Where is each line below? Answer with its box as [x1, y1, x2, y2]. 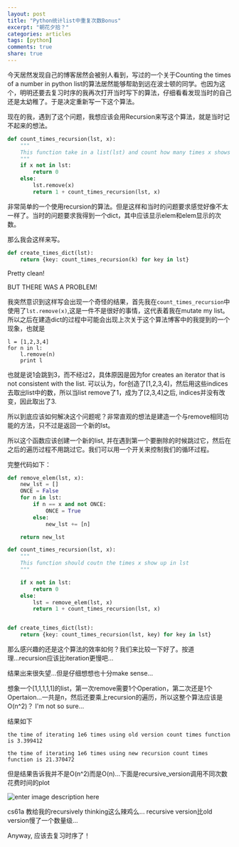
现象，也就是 [7, 324, 45, 332]
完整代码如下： [7, 460, 51, 468]
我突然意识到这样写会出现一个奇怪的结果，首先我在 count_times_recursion [7, 297, 224, 306]
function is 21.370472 [7, 756, 75, 763]
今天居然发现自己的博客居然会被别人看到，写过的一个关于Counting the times [7, 70, 231, 79]
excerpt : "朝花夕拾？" [7, 23, 70, 31]
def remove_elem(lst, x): [7, 474, 84, 481]
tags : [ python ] [7, 37, 53, 44]
